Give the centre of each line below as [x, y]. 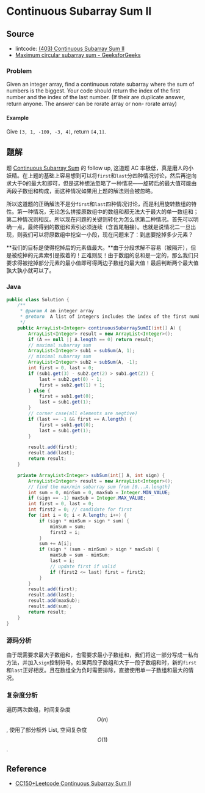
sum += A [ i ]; [55, 544]
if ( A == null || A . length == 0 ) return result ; [91, 339]
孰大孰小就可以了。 [31, 271]
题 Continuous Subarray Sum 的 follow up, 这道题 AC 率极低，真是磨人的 [97, 168]
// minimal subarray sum [60, 356]
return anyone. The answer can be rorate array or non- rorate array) [92, 104]
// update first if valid [83, 566]
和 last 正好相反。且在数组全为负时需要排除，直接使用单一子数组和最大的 [97, 670]
